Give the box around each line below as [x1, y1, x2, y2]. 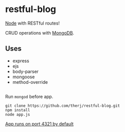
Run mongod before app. [5, 94, 54, 100]
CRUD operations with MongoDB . [5, 30, 74, 36]
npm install [5, 108, 30, 113]
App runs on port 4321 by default [5, 121, 74, 127]
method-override [12, 79, 48, 85]
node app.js [5, 112, 30, 117]
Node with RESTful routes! [5, 20, 60, 26]
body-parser [12, 68, 39, 74]
